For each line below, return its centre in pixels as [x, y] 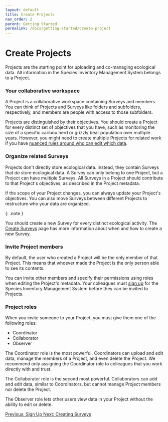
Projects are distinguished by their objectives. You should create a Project [81, 122]
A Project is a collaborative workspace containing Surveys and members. [81, 102]
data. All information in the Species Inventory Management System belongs [83, 73]
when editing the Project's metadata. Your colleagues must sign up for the [82, 283]
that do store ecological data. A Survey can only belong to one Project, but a [84, 172]
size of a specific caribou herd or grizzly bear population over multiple [78, 133]
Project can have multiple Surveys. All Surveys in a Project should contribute [84, 178]
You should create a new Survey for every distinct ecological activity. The [81, 223]
